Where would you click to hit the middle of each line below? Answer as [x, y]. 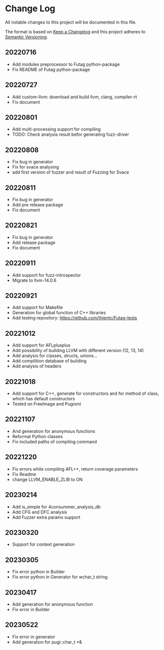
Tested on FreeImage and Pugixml [47, 404]
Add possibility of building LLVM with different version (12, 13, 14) [78, 351]
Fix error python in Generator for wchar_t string [60, 577]
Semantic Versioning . [26, 37]
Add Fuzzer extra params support [46, 517]
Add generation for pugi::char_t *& [47, 642]
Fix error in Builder [31, 609]
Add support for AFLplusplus [41, 345]
